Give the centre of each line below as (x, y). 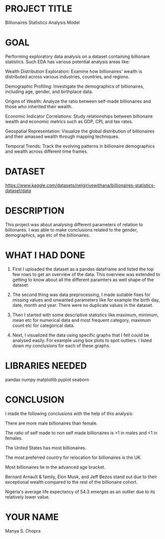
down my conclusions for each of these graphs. (61, 345)
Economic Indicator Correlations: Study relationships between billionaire (79, 116)
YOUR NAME (32, 517)
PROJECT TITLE (39, 9)
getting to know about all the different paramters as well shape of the (83, 279)
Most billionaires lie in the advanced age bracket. (55, 467)
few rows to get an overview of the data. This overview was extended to (86, 274)
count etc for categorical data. (43, 325)
